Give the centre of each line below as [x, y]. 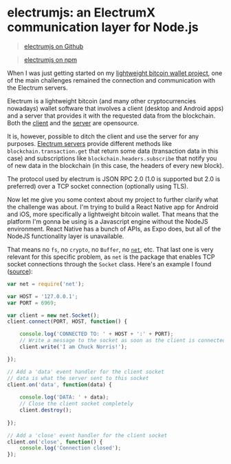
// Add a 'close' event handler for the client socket [87, 435]
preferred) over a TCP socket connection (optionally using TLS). [98, 186]
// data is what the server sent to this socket [78, 378]
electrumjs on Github [54, 46]
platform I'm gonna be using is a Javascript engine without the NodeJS [108, 221]
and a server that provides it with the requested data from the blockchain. [111, 116]
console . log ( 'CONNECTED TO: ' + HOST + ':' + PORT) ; [97, 334]
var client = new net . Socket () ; [53, 315]
